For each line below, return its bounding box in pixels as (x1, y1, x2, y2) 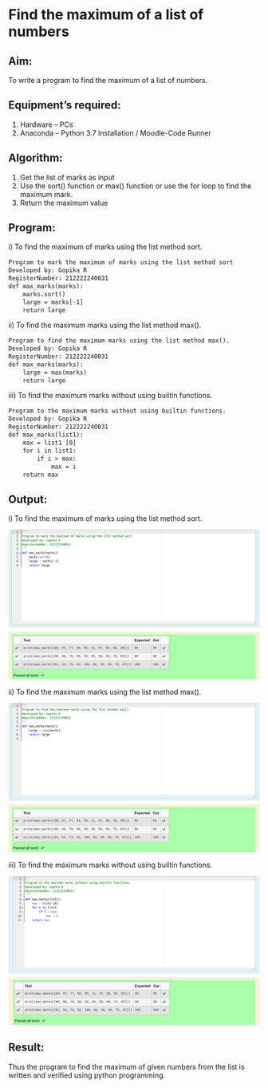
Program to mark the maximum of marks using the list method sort (8, 258, 234, 266)
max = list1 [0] (22, 439, 77, 447)
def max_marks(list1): (8, 431, 84, 440)
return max (22, 471, 59, 479)
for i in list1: (22, 447, 77, 455)
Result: (8, 1041, 45, 1054)
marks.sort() (22, 290, 66, 298)
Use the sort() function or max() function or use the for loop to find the (19, 181, 252, 191)
